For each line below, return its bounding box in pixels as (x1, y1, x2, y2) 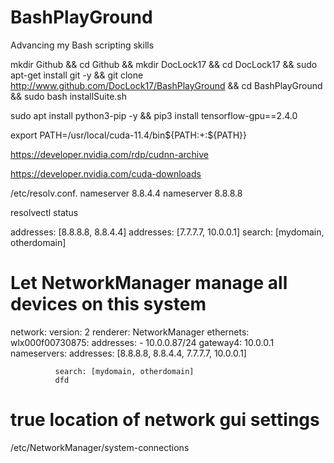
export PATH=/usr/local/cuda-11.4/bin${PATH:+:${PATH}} (10, 129, 248, 141)
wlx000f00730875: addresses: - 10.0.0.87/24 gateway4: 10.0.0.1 (10, 336, 275, 348)
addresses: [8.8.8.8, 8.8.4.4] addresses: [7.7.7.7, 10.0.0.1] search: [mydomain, (10, 226, 325, 238)
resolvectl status (10, 206, 79, 218)
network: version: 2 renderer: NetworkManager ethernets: (10, 326, 250, 338)
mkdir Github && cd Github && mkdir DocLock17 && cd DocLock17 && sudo (10, 58, 318, 70)
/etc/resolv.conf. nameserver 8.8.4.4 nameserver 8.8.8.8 (10, 187, 243, 199)
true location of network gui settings (10, 409, 320, 431)
